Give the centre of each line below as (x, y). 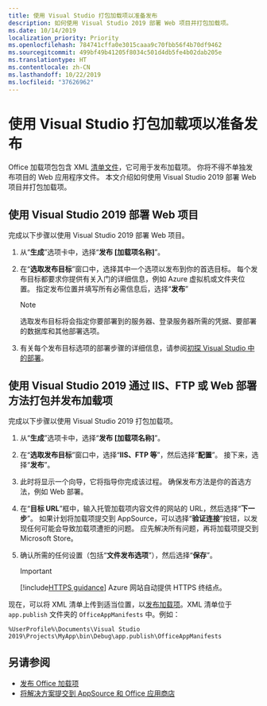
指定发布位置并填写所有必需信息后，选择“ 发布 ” (112, 289)
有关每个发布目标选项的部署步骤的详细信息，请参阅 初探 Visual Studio (133, 348)
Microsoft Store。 (48, 538)
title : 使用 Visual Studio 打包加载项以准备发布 (83, 16)
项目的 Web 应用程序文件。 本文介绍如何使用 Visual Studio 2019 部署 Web (135, 177)
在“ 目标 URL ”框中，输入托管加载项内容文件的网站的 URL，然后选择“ (130, 509)
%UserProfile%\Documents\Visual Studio (74, 630)
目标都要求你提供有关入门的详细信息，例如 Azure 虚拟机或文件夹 (132, 279)
